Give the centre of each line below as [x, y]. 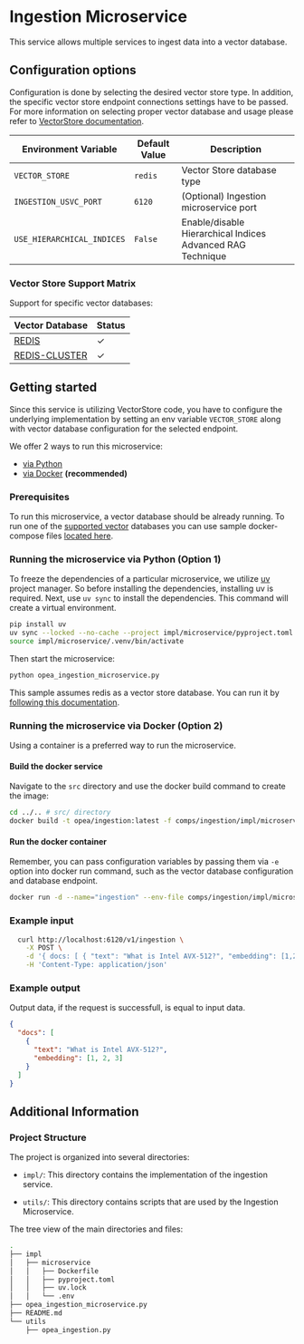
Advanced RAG [214, 245]
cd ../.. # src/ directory [60, 813]
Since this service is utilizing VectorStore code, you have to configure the [146, 409]
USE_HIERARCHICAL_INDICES [70, 239]
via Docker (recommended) [75, 473]
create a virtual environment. [63, 608]
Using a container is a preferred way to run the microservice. [123, 746]
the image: [29, 796]
